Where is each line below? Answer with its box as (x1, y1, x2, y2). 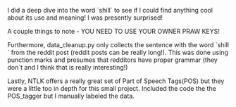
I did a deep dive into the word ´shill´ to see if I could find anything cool (7, 6, 213, 14)
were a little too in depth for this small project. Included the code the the (7, 84, 216, 92)
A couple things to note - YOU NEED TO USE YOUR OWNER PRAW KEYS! (7, 27, 221, 35)
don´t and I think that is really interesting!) (7, 63, 128, 71)
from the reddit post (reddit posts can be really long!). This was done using (11, 49, 229, 56)
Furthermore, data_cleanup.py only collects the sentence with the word (7, 41, 214, 49)
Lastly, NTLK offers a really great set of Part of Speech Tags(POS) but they (7, 77, 225, 85)
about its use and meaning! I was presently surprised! (7, 13, 163, 22)
